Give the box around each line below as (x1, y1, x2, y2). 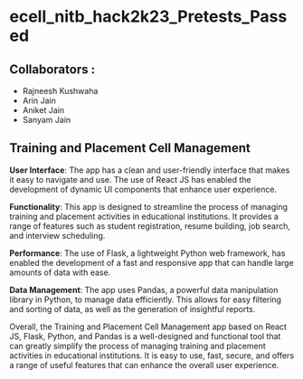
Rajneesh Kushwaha (22, 86, 99, 96)
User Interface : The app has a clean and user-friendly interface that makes (9, 165, 290, 175)
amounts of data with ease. (9, 267, 111, 278)
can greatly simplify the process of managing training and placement (9, 340, 267, 351)
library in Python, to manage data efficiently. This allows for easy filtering (9, 294, 282, 305)
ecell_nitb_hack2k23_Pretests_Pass (9, 6, 288, 27)
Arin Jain (22, 95, 56, 106)
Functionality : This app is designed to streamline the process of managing (9, 201, 288, 212)
